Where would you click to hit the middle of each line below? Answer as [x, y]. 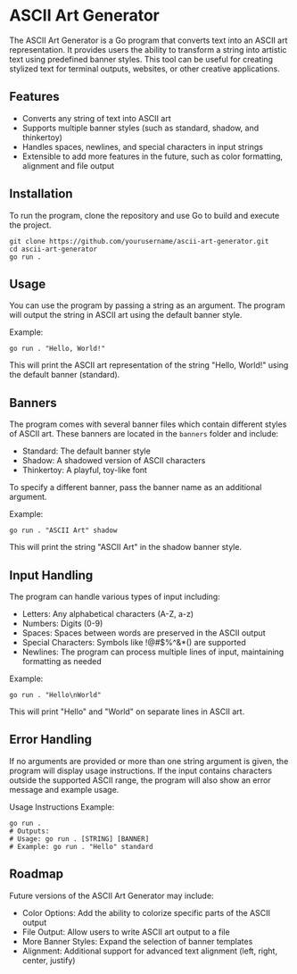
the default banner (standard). [65, 375]
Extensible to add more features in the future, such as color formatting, [153, 156]
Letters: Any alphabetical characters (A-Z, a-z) [108, 614]
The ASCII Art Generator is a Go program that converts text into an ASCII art [148, 40]
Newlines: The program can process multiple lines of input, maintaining [153, 652]
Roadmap [37, 874]
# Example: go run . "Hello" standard [81, 846]
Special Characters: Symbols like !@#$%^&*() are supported [134, 642]
